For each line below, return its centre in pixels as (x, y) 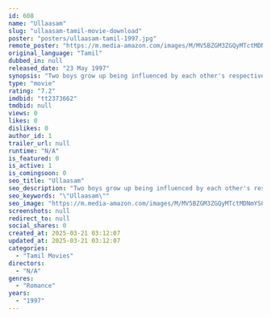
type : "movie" (32, 83)
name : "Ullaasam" (38, 23)
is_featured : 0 (34, 158)
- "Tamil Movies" (45, 256)
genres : (21, 278)
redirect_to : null (39, 219)
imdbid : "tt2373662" (43, 98)
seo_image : (27, 203)
